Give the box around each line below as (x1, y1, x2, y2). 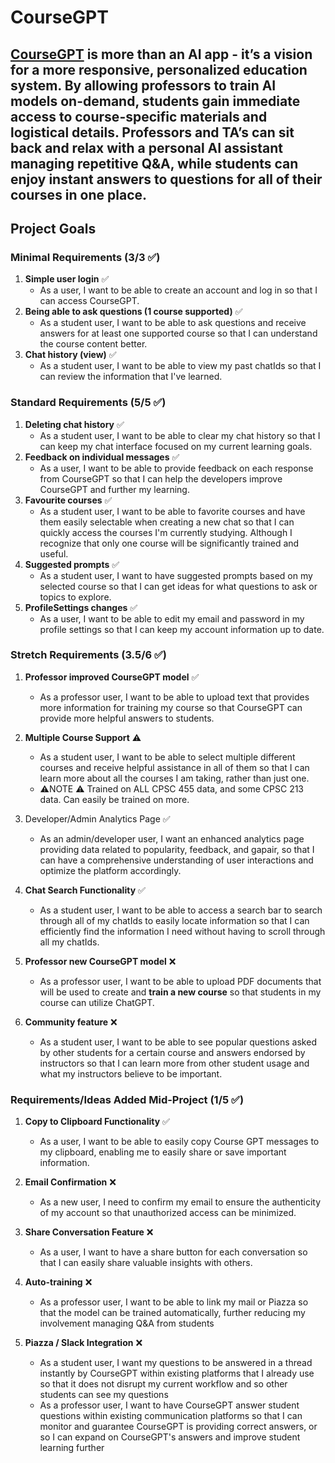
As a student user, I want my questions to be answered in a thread (39, 1357, 313, 1369)
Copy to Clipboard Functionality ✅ (24, 1116, 170, 1128)
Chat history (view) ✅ (24, 349, 117, 361)
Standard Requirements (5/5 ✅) (10, 396, 167, 410)
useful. (39, 547, 69, 560)
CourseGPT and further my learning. (39, 483, 190, 495)
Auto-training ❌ (24, 1276, 93, 1288)
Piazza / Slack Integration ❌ (24, 1337, 143, 1349)
